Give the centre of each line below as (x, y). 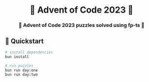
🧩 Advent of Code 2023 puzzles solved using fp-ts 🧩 (82, 25)
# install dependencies (29, 52)
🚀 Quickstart (24, 41)
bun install (17, 57)
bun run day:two (21, 75)
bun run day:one (21, 70)
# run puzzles (19, 65)
